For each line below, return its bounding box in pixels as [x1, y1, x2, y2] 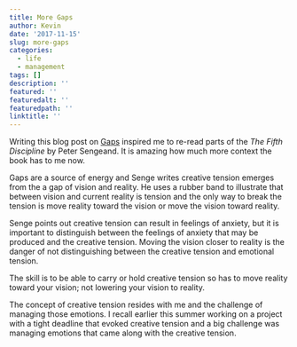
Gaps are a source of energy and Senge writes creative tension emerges [9, 172, 275, 183]
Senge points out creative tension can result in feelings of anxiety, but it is [9, 218, 279, 229]
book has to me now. [9, 155, 86, 166]
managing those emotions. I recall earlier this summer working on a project [9, 309, 283, 319]
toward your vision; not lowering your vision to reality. [9, 282, 206, 293]
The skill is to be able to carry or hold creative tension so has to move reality [9, 272, 288, 284]
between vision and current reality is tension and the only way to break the [9, 192, 282, 202]
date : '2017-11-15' [9, 29, 82, 38]
